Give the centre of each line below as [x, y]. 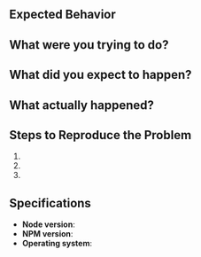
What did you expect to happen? [100, 75]
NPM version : [47, 234]
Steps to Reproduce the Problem [100, 135]
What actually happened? [82, 105]
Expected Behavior [63, 15]
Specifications [50, 203]
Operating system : [57, 244]
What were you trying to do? [89, 45]
